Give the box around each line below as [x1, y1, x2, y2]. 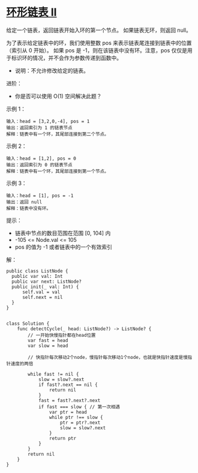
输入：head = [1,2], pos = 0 [6, 155, 77, 161]
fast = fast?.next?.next [38, 397, 101, 403]
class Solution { [6, 321, 50, 327]
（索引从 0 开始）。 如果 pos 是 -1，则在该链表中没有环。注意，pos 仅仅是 [6, 46, 188, 54]
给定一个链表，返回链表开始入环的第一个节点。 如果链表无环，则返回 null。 [6, 26, 192, 34]
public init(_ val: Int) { [11, 283, 79, 290]
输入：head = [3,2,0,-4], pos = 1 [6, 118, 90, 124]
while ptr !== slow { [49, 414, 103, 420]
